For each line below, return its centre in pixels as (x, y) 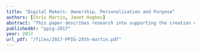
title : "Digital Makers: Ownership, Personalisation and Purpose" (91, 12)
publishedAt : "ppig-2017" (38, 28)
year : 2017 (20, 34)
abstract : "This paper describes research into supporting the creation (99, 23)
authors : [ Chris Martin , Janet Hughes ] (56, 17)
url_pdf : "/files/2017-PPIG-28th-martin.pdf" (64, 39)
